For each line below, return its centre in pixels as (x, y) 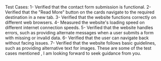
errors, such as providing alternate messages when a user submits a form (80, 33)
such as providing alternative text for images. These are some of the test (78, 48)
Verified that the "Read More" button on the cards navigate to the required (80, 12)
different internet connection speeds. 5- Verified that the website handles (79, 28)
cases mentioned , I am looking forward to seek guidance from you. (73, 53)
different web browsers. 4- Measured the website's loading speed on (75, 22)
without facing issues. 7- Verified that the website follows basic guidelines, (80, 43)
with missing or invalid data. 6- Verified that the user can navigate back (77, 38)
